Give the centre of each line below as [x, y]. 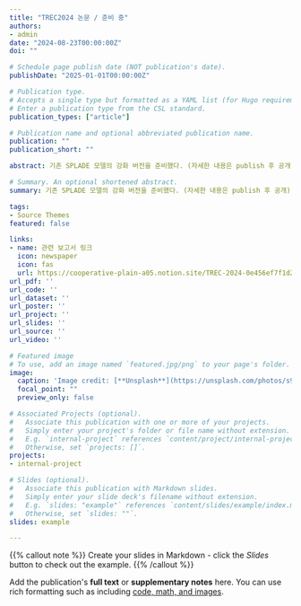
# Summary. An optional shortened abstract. [94, 182]
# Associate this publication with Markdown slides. [114, 488]
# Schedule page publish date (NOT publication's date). [118, 67]
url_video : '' [36, 339]
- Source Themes [39, 215]
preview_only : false [56, 398]
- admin [24, 34]
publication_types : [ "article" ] [69, 117]
